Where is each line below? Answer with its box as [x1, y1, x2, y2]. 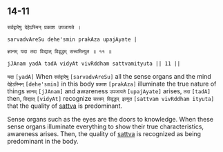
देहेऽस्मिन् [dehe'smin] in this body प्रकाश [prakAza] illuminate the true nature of [7, 79, 217, 88]
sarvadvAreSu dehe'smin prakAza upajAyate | [7, 36, 137, 43]
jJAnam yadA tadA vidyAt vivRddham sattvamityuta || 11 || [7, 60, 181, 67]
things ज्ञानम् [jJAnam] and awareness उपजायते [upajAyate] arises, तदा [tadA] [7, 86, 211, 95]
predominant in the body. [7, 137, 79, 145]
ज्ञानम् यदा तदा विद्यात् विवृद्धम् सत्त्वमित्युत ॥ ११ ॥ [7, 48, 112, 55]
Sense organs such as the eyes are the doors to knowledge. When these [7, 115, 214, 123]
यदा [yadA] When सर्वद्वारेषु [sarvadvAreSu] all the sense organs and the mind [7, 72, 212, 80]
